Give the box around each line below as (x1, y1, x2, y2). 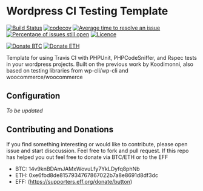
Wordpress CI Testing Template (6, 4, 168, 18)
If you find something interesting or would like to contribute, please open (6, 140, 188, 147)
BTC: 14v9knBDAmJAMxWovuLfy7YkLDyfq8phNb (15, 165, 141, 172)
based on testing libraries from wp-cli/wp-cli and (6, 66, 128, 74)
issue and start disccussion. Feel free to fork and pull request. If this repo (6, 147, 189, 154)
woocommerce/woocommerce (6, 73, 83, 80)
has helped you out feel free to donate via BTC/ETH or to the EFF (6, 153, 168, 161)
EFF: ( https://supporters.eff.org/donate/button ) (15, 178, 133, 185)
